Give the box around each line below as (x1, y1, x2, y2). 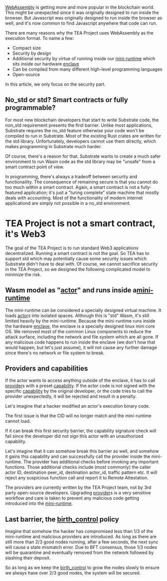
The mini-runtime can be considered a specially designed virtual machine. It (5, 307, 162, 313)
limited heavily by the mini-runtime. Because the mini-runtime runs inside (5, 318, 156, 324)
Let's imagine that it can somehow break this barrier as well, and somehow (5, 448, 159, 454)
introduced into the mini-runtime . (5, 500, 73, 506)
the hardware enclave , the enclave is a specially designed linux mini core (5, 323, 155, 329)
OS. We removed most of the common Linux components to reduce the (5, 328, 152, 335)
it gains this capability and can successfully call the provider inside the (5, 453, 151, 460)
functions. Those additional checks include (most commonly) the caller (5, 464, 151, 470)
